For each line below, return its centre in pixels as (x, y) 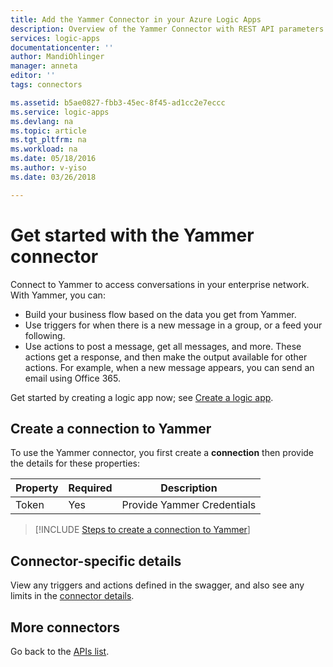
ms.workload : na (44, 149)
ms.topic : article (48, 131)
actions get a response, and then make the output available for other (166, 357)
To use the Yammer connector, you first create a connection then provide (162, 453)
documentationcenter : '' (62, 47)
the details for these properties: (75, 463)
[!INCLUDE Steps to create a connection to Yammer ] (142, 530)
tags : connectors (46, 85)
